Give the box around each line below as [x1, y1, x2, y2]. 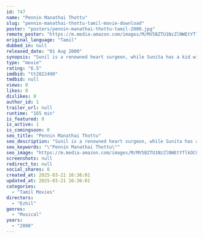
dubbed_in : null [6, 43, 47, 49]
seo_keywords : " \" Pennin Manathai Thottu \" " [6, 144, 120, 150]
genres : [6, 206, 26, 212]
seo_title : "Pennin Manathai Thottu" [6, 133, 101, 139]
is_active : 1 [6, 122, 39, 128]
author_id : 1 [6, 99, 39, 105]
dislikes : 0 [6, 93, 36, 99]
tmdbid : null [6, 76, 39, 82]
